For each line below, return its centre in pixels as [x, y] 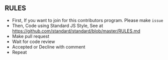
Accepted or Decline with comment [49, 46]
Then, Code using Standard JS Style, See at [58, 25]
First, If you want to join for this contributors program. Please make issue [88, 20]
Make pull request [31, 36]
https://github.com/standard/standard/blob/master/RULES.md [76, 31]
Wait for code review [33, 41]
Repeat [19, 52]
